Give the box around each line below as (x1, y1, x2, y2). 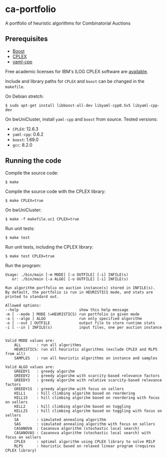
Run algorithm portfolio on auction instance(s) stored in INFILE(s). (5, 285, 155, 290)
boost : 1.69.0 (12, 137, 39, 143)
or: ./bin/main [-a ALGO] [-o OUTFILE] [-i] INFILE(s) (11, 276, 128, 282)
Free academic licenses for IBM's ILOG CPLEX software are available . (5, 68, 148, 74)
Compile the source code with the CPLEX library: (5, 188, 106, 194)
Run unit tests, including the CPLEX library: (5, 244, 93, 250)
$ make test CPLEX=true (5, 254, 55, 259)
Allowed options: (5, 303, 41, 308)
